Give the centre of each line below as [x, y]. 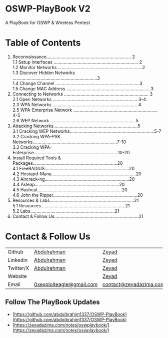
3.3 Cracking [25, 147]
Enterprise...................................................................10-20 [71, 152]
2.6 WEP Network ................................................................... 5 [75, 120]
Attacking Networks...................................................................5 [76, 126]
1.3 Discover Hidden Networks [43, 73]
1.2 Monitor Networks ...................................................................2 [79, 67]
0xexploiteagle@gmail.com [66, 284]
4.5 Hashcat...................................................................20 [70, 190]
